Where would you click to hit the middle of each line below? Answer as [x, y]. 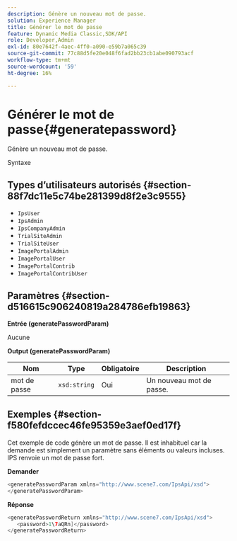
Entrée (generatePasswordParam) [58, 324]
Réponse [20, 504]
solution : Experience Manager [52, 21]
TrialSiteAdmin [40, 237]
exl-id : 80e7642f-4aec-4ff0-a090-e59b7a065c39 [77, 47]
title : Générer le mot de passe [55, 27]
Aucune [19, 338]
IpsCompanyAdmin [41, 229]
